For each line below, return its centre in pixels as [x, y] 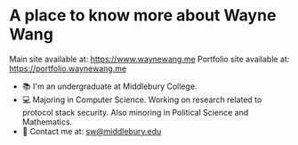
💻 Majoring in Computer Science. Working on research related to [142, 100]
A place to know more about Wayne [143, 16]
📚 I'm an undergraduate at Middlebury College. [109, 86]
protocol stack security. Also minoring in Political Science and [135, 112]
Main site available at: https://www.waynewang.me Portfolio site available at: [149, 59]
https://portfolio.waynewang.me [68, 68]
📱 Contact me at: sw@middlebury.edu [92, 131]
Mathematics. [47, 122]
